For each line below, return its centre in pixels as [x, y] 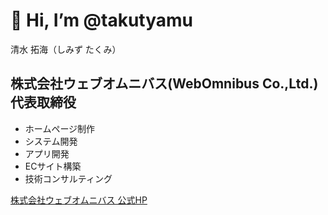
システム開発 [51, 141]
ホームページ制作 [60, 128]
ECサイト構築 [53, 166]
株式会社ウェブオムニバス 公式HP [79, 200]
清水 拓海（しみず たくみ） [66, 49]
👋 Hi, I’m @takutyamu [102, 20]
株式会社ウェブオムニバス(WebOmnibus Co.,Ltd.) [164, 84]
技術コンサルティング [68, 178]
